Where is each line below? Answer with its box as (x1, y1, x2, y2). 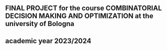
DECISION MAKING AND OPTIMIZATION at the (5, 12, 154, 20)
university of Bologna (5, 19, 75, 28)
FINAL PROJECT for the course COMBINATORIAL (5, 4, 162, 12)
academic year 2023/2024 (5, 36, 92, 45)
